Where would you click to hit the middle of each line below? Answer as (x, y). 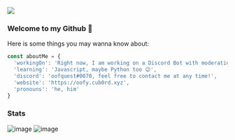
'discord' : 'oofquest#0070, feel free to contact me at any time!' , (115, 76)
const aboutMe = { (34, 57)
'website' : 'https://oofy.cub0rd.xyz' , (72, 83)
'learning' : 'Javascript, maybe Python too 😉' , (85, 70)
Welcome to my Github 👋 (50, 28)
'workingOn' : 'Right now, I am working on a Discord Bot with (106, 63)
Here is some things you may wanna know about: (78, 44)
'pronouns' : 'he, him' (47, 89)
